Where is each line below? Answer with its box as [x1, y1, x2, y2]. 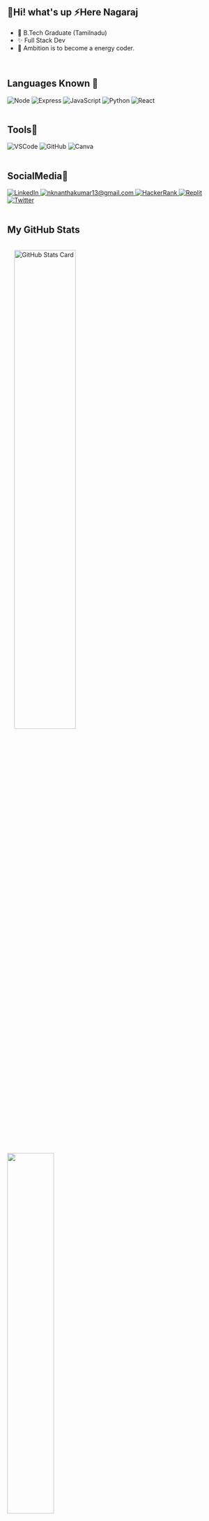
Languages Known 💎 [7, 78, 99, 89]
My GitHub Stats [7, 224, 80, 236]
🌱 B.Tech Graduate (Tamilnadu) [17, 28, 107, 37]
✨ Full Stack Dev [17, 36, 66, 44]
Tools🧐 [7, 124, 38, 136]
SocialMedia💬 [7, 170, 68, 182]
